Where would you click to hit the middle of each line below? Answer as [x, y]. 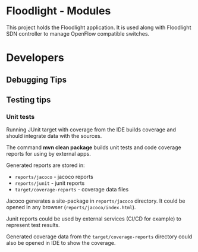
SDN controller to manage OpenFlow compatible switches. [78, 33]
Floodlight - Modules [59, 11]
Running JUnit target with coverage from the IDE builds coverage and [91, 130]
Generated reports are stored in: [45, 165]
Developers [35, 58]
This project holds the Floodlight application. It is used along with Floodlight [99, 27]
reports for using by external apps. [48, 154]
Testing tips [29, 100]
